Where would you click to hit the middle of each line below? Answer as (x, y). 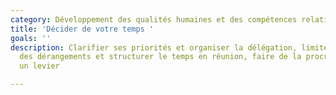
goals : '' (31, 38)
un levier (39, 66)
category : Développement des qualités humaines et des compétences (154, 19)
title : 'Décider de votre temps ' (82, 29)
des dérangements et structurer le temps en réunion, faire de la (160, 57)
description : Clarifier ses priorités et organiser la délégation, (154, 47)
